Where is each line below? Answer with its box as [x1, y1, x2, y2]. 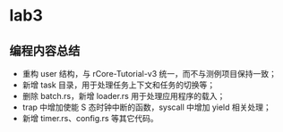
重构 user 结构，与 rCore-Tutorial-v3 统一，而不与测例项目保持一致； [21, 69, 278, 78]
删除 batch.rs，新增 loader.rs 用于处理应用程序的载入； [21, 91, 226, 101]
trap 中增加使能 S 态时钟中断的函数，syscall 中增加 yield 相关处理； [21, 102, 271, 112]
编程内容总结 [9, 43, 81, 58]
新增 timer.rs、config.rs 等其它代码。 [21, 113, 159, 123]
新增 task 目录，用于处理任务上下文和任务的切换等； [21, 79, 216, 90]
